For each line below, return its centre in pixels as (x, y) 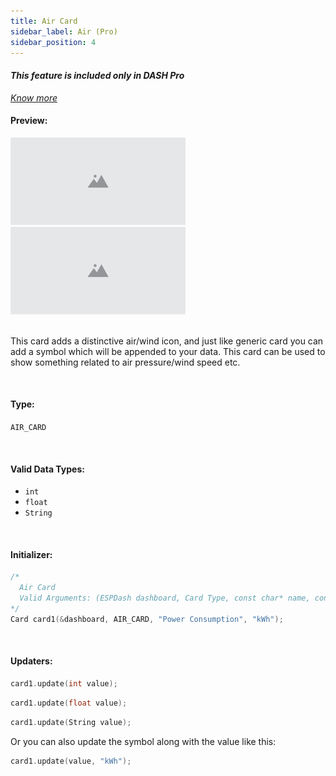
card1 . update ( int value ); (64, 683)
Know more (34, 97)
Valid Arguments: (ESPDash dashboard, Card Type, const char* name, (165, 598)
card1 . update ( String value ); (71, 722)
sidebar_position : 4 (53, 42)
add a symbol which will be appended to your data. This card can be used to (168, 351)
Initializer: (31, 554)
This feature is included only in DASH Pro (97, 75)
